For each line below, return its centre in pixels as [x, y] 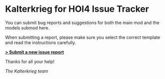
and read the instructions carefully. [41, 42]
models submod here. [27, 27]
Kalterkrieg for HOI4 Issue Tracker [77, 9]
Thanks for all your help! [30, 61]
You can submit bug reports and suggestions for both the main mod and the [82, 23]
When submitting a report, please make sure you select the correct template [83, 37]
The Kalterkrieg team [27, 71]
